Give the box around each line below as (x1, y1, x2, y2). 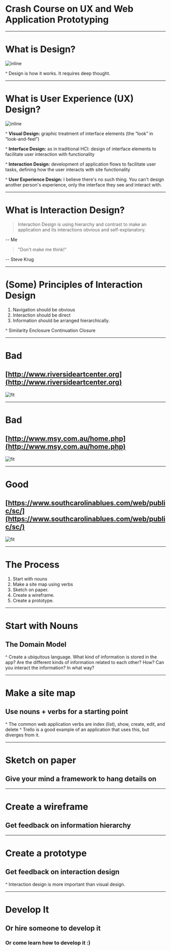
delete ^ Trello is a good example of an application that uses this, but (5, 726, 149, 732)
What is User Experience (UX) (5, 93, 134, 104)
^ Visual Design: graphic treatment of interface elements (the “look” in (5, 130, 154, 137)
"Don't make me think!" (17, 246, 67, 252)
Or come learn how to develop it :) (5, 939, 91, 946)
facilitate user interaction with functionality (5, 151, 95, 157)
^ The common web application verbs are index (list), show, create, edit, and (5, 721, 165, 727)
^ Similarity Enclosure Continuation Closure (5, 327, 96, 333)
